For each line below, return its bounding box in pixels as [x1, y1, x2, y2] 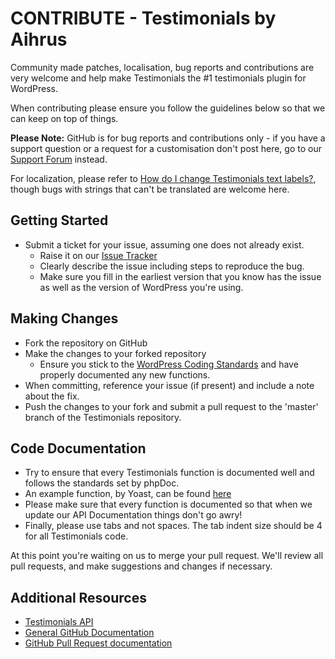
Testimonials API [24, 616, 94, 628]
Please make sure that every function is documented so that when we [24, 498, 313, 511]
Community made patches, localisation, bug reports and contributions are [10, 61, 315, 73]
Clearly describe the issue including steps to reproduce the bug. [39, 260, 305, 272]
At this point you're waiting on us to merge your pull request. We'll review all [10, 550, 324, 562]
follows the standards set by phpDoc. [24, 477, 180, 489]
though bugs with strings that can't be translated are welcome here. [10, 183, 290, 195]
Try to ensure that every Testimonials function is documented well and [24, 467, 315, 479]
